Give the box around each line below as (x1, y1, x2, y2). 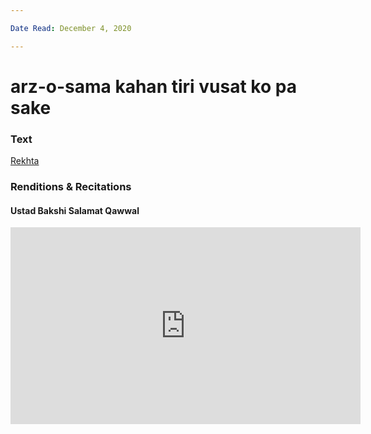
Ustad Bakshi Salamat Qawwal (10, 204, 140, 216)
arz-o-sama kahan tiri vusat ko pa (10, 75, 297, 98)
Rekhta (10, 155, 40, 167)
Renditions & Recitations (10, 180, 132, 194)
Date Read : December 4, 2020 (10, 23, 132, 33)
